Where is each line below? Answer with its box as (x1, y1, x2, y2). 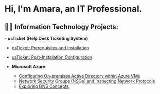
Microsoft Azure (11, 64, 46, 69)
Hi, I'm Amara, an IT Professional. (4, 3, 142, 15)
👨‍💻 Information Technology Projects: (4, 23, 119, 31)
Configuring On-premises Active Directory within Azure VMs (18, 73, 141, 78)
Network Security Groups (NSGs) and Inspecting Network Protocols (18, 78, 155, 84)
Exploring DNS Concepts (18, 83, 69, 89)
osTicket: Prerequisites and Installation (11, 45, 89, 50)
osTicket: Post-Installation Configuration (11, 54, 92, 60)
